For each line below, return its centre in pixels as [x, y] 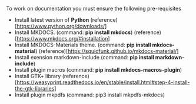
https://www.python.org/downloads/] [62, 26]
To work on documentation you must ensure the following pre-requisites [94, 9]
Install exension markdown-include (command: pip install [84, 57]
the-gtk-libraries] [35, 88]
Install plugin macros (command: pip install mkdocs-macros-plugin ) [98, 70]
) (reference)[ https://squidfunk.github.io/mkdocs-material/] [107, 51]
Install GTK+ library [38, 76]
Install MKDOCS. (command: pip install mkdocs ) [74, 32]
